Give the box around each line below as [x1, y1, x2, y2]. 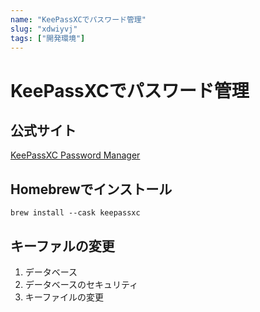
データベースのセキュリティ [24, 279, 139, 290]
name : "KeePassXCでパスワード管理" [10, 14, 147, 25]
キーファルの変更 [10, 237, 115, 255]
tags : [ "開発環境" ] [10, 33, 86, 43]
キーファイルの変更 [24, 291, 104, 303]
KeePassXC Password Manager [10, 149, 141, 161]
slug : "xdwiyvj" [10, 24, 78, 34]
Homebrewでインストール [10, 181, 173, 198]
